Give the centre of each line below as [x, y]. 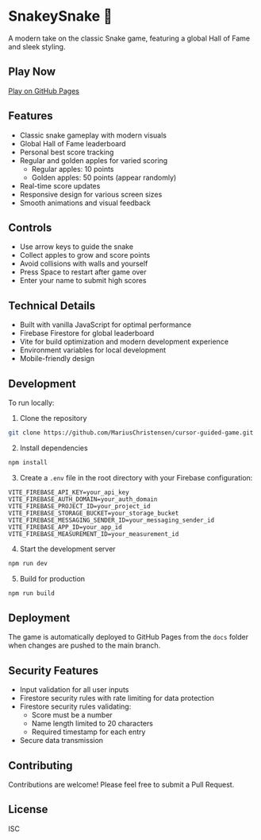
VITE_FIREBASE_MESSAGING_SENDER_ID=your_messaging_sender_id [111, 520]
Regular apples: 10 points [73, 169]
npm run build [32, 593]
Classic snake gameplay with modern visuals [93, 135]
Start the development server [68, 549]
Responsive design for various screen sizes [91, 194]
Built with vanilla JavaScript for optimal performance [106, 325]
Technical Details [52, 305]
